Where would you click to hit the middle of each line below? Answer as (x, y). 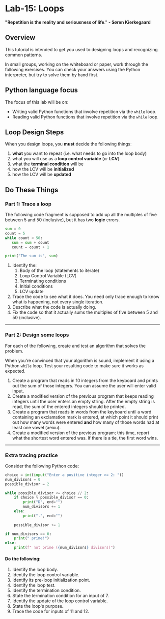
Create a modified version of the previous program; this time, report (81, 433)
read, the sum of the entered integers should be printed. (69, 407)
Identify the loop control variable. (46, 575)
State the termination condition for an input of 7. (60, 596)
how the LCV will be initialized (43, 169)
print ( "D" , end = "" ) (43, 502)
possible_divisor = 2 (27, 484)
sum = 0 (13, 229)
